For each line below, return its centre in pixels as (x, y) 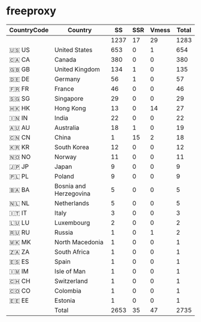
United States (74, 50)
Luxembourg (72, 223)
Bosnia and (70, 186)
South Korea (72, 147)
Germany (68, 79)
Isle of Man (70, 271)
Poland (64, 176)
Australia (67, 127)
